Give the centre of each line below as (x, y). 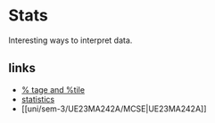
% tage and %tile (53, 89)
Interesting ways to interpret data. (70, 40)
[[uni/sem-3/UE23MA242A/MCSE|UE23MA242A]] (114, 109)
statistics (38, 99)
